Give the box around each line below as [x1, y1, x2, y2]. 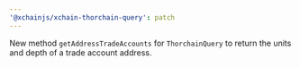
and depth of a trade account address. [9, 46, 152, 58]
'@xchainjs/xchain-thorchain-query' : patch [9, 13, 176, 22]
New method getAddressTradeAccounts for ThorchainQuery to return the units [9, 38, 292, 48]
